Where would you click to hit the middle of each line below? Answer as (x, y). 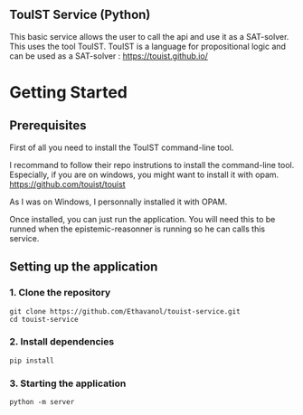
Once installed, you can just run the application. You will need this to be (142, 219)
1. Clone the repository (60, 293)
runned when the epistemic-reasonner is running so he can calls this (137, 229)
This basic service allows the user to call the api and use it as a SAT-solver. (149, 36)
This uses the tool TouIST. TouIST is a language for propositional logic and (148, 46)
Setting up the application (84, 267)
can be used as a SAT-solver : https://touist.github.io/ (109, 56)
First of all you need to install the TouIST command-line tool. (122, 147)
